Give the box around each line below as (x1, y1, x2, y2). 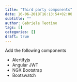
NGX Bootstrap (12, 67, 43, 73)
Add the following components (5, 47, 66, 53)
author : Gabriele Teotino (5, 20, 57, 26)
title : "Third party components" (5, 7, 73, 12)
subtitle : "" (5, 16, 31, 21)
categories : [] (5, 30, 36, 34)
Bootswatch (12, 72, 36, 78)
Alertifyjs (12, 57, 31, 63)
